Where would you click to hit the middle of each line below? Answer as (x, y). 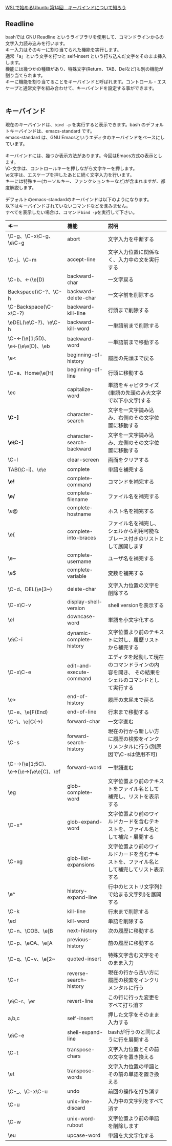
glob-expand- (85, 821)
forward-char (84, 721)
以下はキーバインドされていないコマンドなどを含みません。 (68, 206)
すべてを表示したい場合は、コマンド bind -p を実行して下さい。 (71, 212)
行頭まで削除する (128, 310)
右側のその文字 (136, 418)
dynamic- (79, 633)
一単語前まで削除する (134, 326)
